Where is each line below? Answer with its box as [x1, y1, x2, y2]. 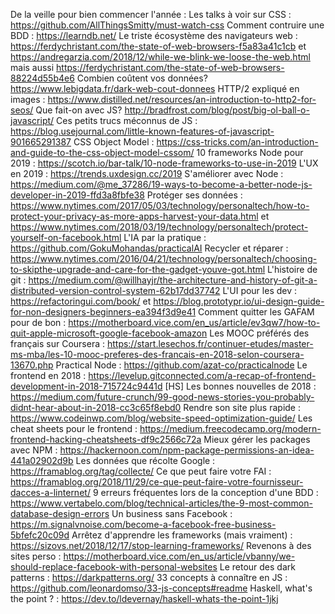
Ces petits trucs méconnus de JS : [56, 115, 198, 126]
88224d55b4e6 [10, 72, 75, 84]
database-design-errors [10, 508, 110, 519]
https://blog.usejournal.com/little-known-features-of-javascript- [10, 125, 275, 137]
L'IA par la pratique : [123, 232, 207, 243]
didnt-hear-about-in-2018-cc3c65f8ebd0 [10, 402, 182, 413]
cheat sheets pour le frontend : [10, 423, 138, 434]
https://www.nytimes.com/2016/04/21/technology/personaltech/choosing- [10, 253, 318, 264]
